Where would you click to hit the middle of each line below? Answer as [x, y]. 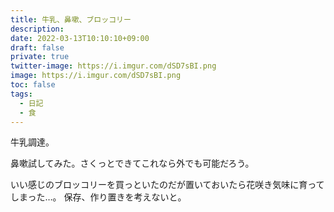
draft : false [37, 47]
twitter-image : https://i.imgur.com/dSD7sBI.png [113, 66]
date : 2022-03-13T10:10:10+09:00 [80, 38]
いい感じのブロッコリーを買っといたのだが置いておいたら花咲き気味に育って [167, 185]
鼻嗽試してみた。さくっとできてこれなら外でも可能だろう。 [132, 163]
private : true [40, 57]
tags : [21, 94]
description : [37, 29]
